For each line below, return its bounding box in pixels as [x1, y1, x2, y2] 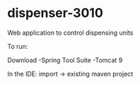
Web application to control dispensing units [7, 28, 134, 37]
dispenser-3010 [7, 5, 104, 21]
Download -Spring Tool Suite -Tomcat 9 [7, 55, 123, 64]
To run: [7, 42, 28, 50]
